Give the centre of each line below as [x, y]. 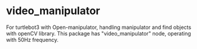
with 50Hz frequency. [32, 40]
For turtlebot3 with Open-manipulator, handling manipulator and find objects [99, 27]
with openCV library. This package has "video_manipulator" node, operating [99, 33]
